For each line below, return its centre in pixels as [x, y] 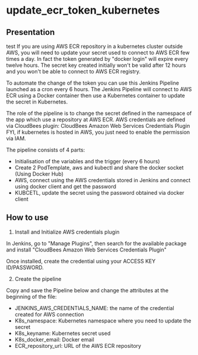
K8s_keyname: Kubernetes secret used [63, 333]
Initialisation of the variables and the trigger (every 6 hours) [87, 161]
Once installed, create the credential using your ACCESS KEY [81, 261]
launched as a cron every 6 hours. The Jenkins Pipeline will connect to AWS [99, 89]
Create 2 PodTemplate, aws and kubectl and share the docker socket [99, 167]
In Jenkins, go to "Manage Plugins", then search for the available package [96, 243]
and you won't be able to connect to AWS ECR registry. [74, 71]
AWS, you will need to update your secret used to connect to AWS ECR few [98, 53]
